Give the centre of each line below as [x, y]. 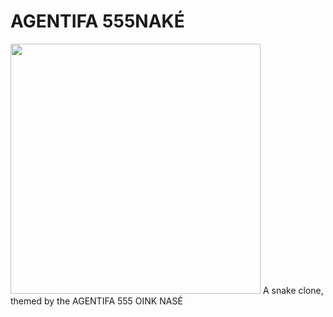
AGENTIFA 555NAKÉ [97, 21]
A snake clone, [293, 290]
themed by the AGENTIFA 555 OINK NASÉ [96, 301]
